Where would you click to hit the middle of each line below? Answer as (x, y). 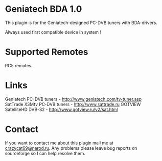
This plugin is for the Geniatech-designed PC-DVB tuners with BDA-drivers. (81, 23)
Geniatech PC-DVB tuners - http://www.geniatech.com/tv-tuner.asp (73, 99)
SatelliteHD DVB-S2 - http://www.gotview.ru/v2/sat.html (62, 109)
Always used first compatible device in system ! (53, 32)
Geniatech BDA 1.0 (44, 9)
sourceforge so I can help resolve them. (45, 153)
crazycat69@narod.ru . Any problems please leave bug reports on (71, 148)
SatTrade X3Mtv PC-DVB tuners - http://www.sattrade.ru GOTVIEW (73, 104)
